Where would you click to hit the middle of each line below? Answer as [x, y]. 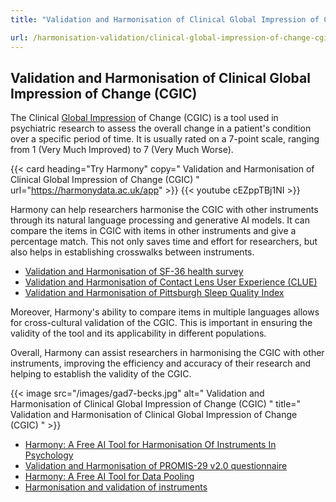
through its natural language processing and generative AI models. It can [160, 220]
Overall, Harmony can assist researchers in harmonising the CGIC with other [167, 353]
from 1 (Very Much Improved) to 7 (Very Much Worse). [122, 150]
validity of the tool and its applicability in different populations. [138, 333]
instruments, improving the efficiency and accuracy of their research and [161, 363]
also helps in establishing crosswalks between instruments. [132, 252]
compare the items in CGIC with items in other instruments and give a [153, 231]
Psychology [49, 455]
